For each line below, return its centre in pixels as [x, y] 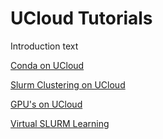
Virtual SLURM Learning [60, 123]
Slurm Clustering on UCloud [68, 84]
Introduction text [44, 46]
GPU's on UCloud [46, 104]
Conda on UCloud [47, 65]
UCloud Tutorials [81, 18]
